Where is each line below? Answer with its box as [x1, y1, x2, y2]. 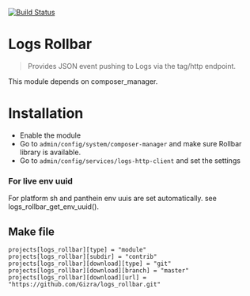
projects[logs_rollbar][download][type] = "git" [8, 260, 172, 268]
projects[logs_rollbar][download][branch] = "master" [8, 266, 190, 275]
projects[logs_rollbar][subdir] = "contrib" [8, 252, 157, 260]
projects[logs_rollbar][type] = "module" [8, 245, 147, 253]
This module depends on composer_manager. [8, 76, 158, 86]
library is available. [19, 147, 81, 157]
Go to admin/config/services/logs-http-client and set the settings [19, 155, 241, 165]
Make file [8, 225, 55, 238]
